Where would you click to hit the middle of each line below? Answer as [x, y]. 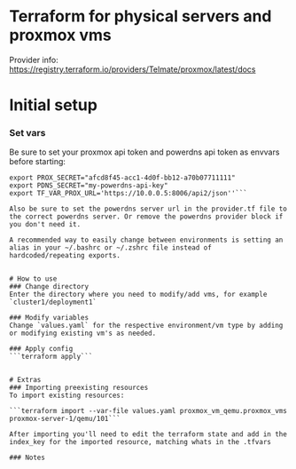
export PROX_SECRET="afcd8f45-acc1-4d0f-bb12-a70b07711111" [123, 178]
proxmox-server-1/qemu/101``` [65, 419]
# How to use [33, 279]
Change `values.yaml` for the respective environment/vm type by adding [146, 326]
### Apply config [41, 349]
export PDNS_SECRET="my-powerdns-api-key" [89, 186]
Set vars [27, 133]
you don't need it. [45, 225]
